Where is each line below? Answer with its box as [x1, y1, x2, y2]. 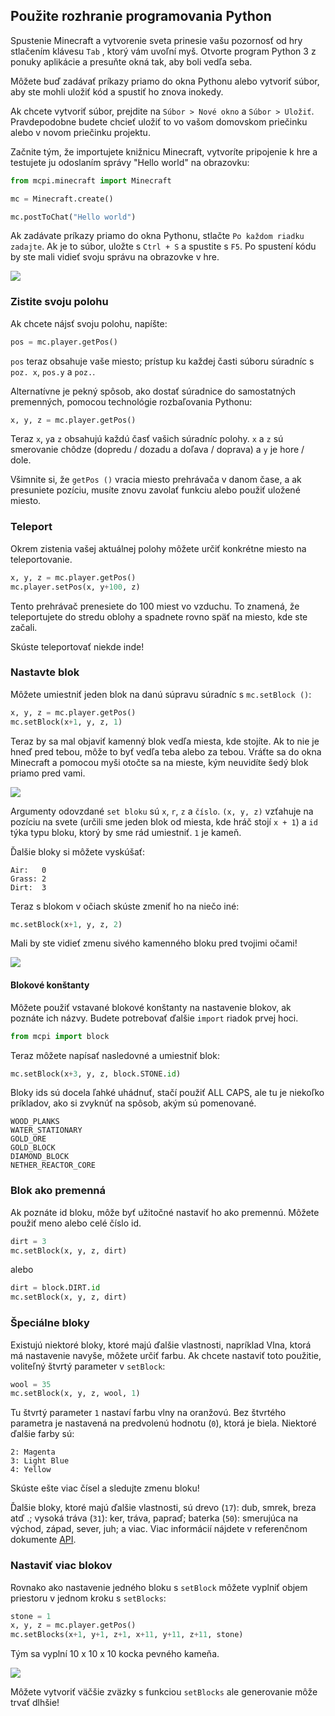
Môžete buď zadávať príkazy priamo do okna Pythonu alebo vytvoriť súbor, [10, 75, 320, 87]
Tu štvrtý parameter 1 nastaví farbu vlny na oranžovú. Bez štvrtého [10, 1407, 287, 1419]
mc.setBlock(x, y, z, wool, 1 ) [10, 1389, 141, 1399]
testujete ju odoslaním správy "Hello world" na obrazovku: [10, 156, 250, 168]
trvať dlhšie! [10, 1697, 60, 1709]
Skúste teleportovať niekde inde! [10, 640, 145, 653]
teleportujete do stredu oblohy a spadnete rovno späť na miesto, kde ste [10, 610, 308, 623]
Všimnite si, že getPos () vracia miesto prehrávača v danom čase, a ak [10, 474, 302, 486]
